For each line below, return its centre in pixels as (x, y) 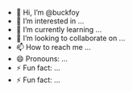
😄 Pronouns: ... (42, 59)
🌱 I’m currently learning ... (59, 29)
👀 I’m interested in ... (50, 21)
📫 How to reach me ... (53, 47)
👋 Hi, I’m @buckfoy (48, 12)
